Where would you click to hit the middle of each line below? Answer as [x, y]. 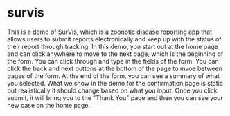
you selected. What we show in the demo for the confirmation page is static [115, 83]
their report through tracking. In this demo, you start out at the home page [113, 46]
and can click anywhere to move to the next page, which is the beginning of [115, 54]
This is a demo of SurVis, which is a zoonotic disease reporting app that [110, 32]
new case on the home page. [49, 105]
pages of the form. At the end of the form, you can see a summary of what [114, 76]
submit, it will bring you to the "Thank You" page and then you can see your [115, 97]
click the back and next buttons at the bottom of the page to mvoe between [115, 68]
